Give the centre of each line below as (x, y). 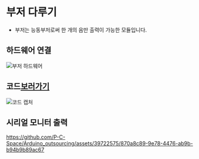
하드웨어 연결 (29, 50)
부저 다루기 (32, 12)
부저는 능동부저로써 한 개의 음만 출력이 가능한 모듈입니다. (81, 30)
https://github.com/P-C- (36, 137)
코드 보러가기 (28, 87)
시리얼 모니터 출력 (37, 122)
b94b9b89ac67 (25, 150)
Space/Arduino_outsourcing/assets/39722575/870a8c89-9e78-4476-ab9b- (100, 144)
